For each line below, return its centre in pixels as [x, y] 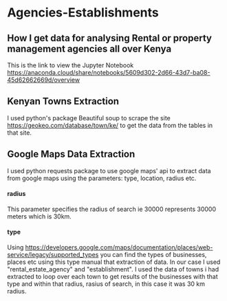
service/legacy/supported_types [53, 255]
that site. [20, 133]
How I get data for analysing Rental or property [109, 38]
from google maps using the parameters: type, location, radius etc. [102, 178]
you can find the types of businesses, [153, 255]
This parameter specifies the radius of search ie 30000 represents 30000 [112, 209]
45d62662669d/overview [44, 80]
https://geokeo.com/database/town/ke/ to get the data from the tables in [110, 125]
